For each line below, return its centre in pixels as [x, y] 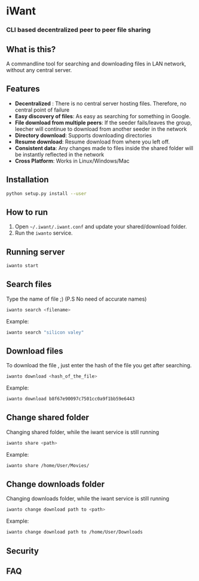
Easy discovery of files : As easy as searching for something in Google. [103, 116]
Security [22, 551]
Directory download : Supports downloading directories [83, 135]
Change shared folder [48, 417]
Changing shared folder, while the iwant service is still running [83, 432]
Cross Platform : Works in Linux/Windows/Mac [72, 161]
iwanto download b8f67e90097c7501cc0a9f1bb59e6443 [71, 399]
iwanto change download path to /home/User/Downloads [75, 532]
